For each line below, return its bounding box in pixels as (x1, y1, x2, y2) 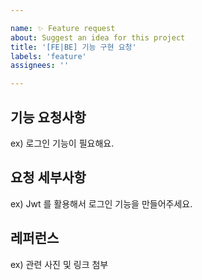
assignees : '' (10, 61, 70, 71)
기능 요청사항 (10, 109, 87, 126)
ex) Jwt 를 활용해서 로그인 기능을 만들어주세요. (10, 197, 193, 210)
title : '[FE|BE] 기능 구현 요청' (10, 42, 137, 52)
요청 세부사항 (10, 169, 87, 186)
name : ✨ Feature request (10, 23, 116, 33)
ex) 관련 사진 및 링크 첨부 (10, 258, 109, 270)
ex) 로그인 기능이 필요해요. (10, 137, 115, 149)
